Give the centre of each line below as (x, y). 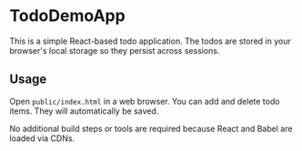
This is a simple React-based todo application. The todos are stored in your (150, 41)
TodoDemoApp (67, 16)
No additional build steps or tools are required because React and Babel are (151, 128)
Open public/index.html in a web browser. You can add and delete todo (145, 101)
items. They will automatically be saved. (84, 111)
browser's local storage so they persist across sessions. (115, 50)
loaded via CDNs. (42, 138)
